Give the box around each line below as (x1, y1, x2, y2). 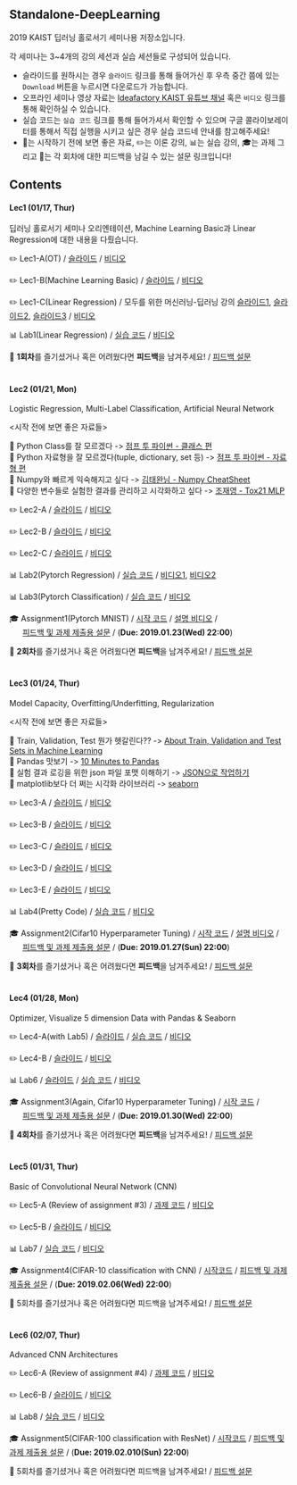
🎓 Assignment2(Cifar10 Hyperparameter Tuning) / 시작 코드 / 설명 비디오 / (9, 928, 279, 939)
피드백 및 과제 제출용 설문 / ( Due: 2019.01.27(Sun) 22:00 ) (21, 942, 230, 952)
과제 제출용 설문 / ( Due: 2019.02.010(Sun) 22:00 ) (9, 1447, 190, 1458)
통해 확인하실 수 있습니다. (21, 103, 111, 114)
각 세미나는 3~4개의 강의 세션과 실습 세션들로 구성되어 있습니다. (9, 51, 232, 62)
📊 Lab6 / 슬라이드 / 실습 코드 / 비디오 (9, 1074, 141, 1085)
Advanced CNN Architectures (9, 1349, 119, 1360)
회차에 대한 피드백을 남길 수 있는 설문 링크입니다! (62, 151, 232, 162)
